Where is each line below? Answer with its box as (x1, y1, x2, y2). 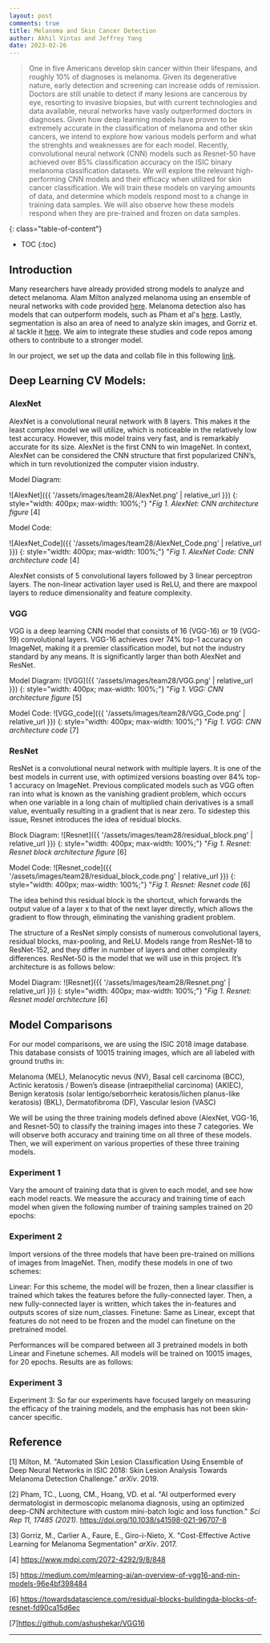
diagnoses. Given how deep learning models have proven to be (28, 115, 238, 124)
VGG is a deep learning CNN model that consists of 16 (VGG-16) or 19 (9, 626, 239, 635)
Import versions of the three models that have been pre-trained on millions (9, 1249, 256, 1259)
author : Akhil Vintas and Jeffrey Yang (9, 34, 143, 43)
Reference (9, 1435, 62, 1449)
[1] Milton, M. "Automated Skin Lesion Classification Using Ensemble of (9, 1457, 244, 1467)
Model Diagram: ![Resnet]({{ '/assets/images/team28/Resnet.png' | (9, 978, 231, 988)
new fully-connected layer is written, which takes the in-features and (9, 1299, 237, 1308)
